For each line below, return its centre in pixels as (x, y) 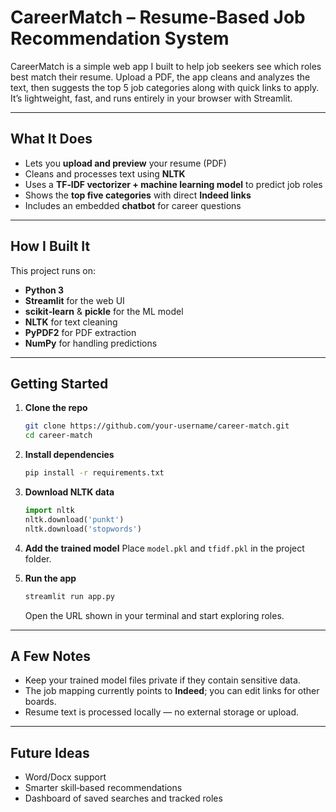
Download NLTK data (69, 492)
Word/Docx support (65, 777)
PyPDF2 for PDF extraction (80, 332)
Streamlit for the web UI (74, 300)
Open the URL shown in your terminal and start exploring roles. (154, 615)
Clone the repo (56, 408)
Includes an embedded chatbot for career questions (133, 205)
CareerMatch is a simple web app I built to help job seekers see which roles (166, 66)
